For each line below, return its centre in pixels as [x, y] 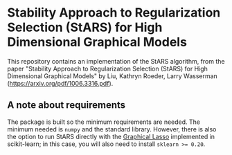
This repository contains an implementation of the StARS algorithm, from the [116, 61]
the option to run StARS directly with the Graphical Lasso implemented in [111, 136]
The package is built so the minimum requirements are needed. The [104, 122]
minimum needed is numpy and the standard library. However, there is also [112, 129]
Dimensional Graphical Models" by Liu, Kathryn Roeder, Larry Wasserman [113, 76]
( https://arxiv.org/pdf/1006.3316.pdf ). [60, 83]
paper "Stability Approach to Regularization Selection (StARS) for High [107, 69]
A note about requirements [66, 105]
